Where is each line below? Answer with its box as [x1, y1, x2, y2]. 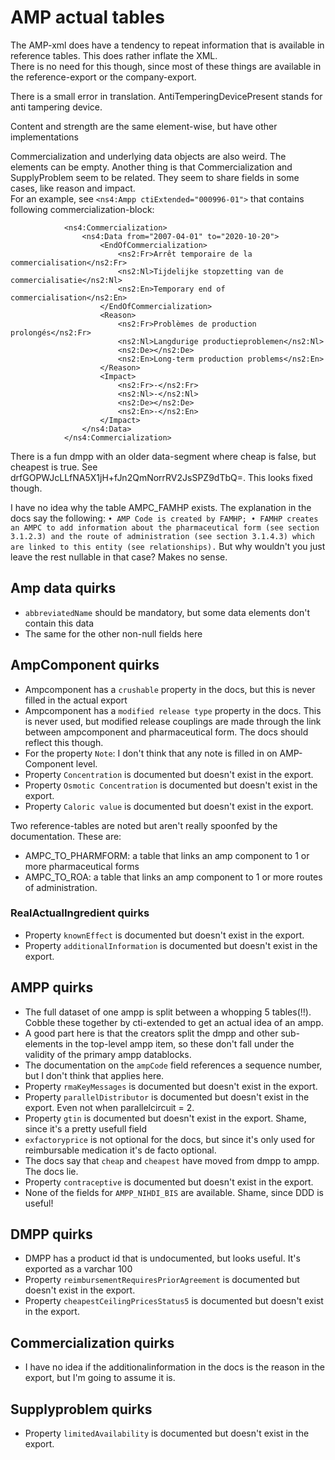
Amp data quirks [10, 580, 117, 597]
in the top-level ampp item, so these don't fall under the [64, 1037, 295, 1050]
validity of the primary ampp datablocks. [24, 1048, 192, 1060]
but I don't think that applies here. [24, 1069, 165, 1081]
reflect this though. [24, 736, 104, 748]
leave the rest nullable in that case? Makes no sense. [10, 551, 228, 563]
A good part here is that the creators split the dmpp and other [24, 1027, 279, 1039]
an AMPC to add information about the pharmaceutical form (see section [10, 522, 320, 533]
